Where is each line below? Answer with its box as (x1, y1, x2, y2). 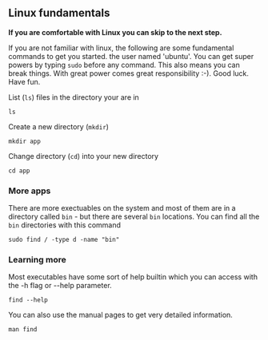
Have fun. (8, 77, 41, 86)
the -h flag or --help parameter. (8, 281, 112, 291)
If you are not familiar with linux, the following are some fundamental (8, 43, 234, 53)
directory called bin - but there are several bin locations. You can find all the (8, 212, 260, 222)
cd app (8, 167, 30, 175)
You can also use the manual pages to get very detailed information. (8, 310, 234, 320)
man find (8, 326, 38, 334)
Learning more (8, 255, 66, 266)
